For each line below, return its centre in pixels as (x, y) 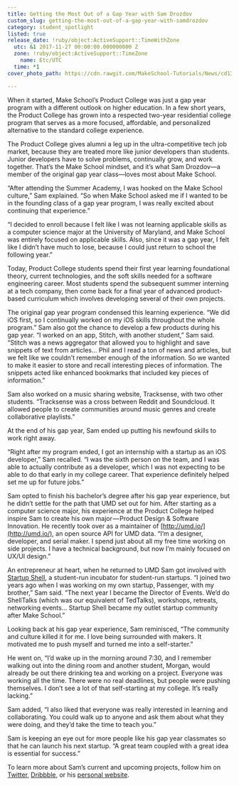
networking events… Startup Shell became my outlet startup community (113, 608)
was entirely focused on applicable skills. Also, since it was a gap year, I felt (118, 239)
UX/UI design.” (29, 556)
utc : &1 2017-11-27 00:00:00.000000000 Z (76, 47)
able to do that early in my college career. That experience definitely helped (118, 474)
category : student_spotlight (51, 27)
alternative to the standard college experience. (76, 130)
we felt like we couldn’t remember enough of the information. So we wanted (118, 357)
